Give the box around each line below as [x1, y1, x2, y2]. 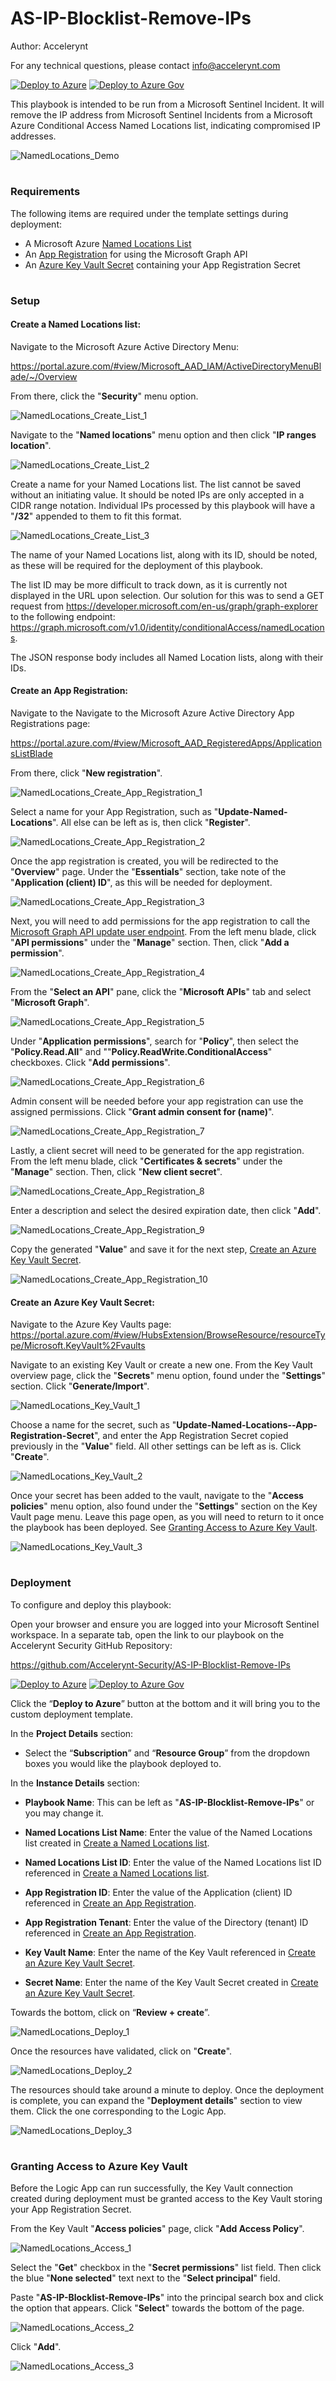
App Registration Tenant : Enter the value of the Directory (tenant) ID [24, 1916, 309, 1928]
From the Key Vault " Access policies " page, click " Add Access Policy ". [10, 2223, 305, 2235]
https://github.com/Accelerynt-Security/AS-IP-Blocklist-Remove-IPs [10, 1658, 291, 1671]
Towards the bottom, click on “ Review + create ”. [10, 2006, 210, 2018]
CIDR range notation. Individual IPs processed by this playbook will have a [10, 499, 316, 511]
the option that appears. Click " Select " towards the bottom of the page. [10, 2302, 305, 2314]
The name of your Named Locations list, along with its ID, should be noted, [10, 548, 318, 561]
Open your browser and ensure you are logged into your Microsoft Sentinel [10, 1618, 320, 1630]
